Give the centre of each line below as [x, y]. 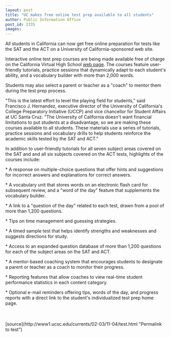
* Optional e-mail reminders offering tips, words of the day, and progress [82, 292]
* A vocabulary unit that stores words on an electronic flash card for [77, 185]
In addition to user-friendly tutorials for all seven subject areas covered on [83, 149]
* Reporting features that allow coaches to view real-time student [74, 277]
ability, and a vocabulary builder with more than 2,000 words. [70, 75]
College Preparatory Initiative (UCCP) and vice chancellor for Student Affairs [86, 112]
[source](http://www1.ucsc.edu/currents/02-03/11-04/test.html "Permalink [84, 324]
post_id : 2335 [20, 24]
